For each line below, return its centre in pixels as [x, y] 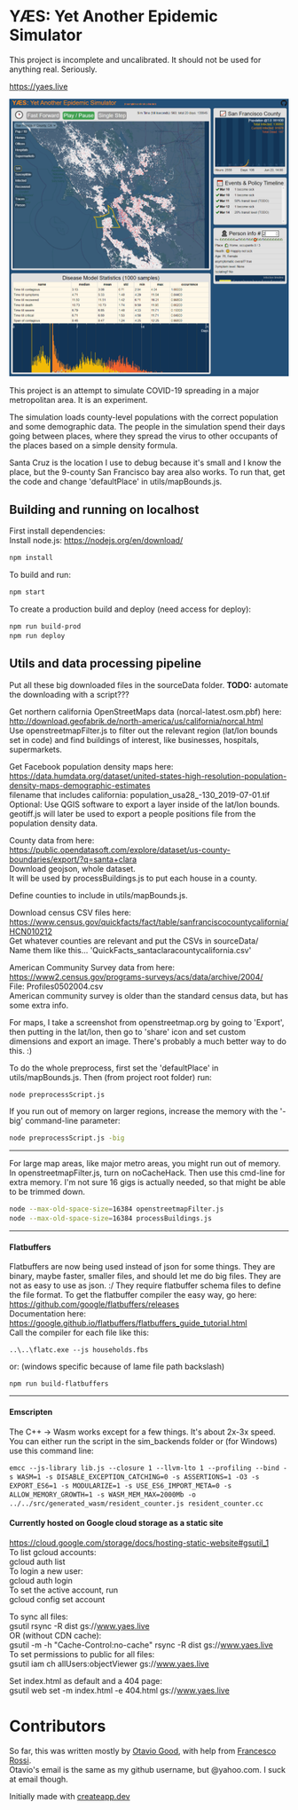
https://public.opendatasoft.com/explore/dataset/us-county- [120, 850]
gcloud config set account [57, 1599]
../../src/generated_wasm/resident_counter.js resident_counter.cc [137, 1503]
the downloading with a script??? [70, 694]
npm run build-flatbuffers [59, 1384]
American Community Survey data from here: [92, 967]
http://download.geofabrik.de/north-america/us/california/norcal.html [136, 721]
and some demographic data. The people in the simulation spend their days [147, 427]
